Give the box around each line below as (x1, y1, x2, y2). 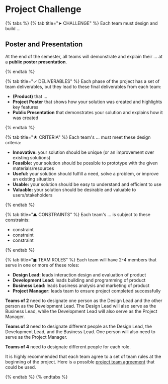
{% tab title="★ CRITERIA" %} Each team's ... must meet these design (5, 134, 151, 140)
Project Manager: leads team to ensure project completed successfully (12, 287, 161, 294)
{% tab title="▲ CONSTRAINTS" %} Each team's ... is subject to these (5, 211, 151, 217)
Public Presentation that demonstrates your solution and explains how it (12, 109, 163, 115)
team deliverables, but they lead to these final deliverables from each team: (5, 83, 161, 89)
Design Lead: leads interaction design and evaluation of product (12, 271, 146, 277)
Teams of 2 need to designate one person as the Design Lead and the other (5, 298, 162, 304)
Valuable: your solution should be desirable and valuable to (12, 186, 136, 193)
